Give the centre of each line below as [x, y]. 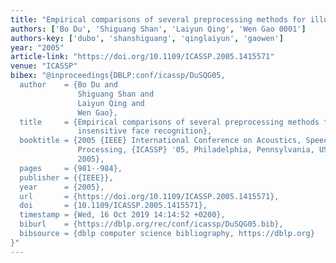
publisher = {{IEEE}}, [66, 177]
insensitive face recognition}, [145, 131]
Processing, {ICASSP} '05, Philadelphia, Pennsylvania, [196, 150]
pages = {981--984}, [71, 168]
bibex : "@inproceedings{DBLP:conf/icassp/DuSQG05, [118, 76]
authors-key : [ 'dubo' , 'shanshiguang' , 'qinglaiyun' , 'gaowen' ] [147, 38]
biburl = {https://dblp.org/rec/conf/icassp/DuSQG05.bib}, [151, 224]
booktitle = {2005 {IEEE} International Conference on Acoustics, [160, 141]
